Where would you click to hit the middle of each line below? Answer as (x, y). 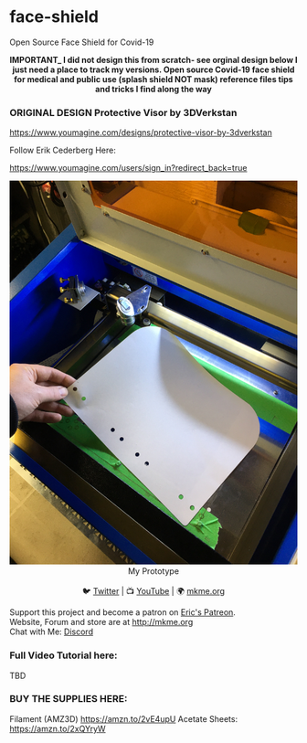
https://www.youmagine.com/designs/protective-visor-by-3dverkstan (141, 133)
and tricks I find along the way (153, 89)
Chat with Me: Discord (52, 632)
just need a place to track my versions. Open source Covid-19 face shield (153, 69)
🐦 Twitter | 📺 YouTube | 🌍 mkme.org (153, 591)
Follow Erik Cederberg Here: (63, 150)
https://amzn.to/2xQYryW (58, 728)
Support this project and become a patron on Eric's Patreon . (122, 612)
